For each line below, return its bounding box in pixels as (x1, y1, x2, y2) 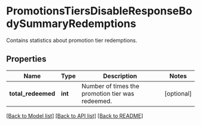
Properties (6, 54, 47, 64)
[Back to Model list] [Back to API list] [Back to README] (6, 112, 144, 119)
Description (103, 72, 138, 80)
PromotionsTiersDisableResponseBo (6, 4, 193, 18)
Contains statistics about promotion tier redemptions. (6, 36, 138, 44)
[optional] (164, 89, 192, 97)
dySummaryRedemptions (6, 17, 136, 31)
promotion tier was (81, 89, 135, 97)
